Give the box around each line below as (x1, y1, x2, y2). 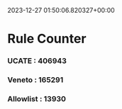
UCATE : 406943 (7, 56, 67, 66)
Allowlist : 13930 (7, 93, 66, 103)
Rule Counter (7, 31, 87, 47)
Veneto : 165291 (7, 75, 64, 85)
